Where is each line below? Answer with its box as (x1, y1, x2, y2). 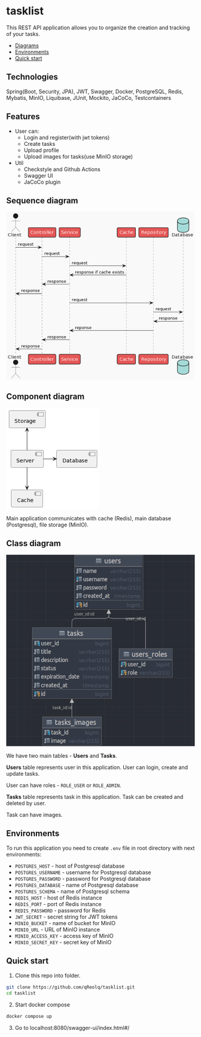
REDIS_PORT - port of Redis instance (14, 900, 102, 907)
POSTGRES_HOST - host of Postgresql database (14, 862, 125, 870)
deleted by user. (6, 800, 46, 807)
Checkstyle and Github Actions (23, 166, 100, 173)
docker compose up (6, 1014, 52, 1020)
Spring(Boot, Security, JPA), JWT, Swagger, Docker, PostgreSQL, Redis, (6, 88, 184, 95)
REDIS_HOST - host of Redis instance (14, 894, 103, 901)
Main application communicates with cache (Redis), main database (6, 514, 172, 521)
